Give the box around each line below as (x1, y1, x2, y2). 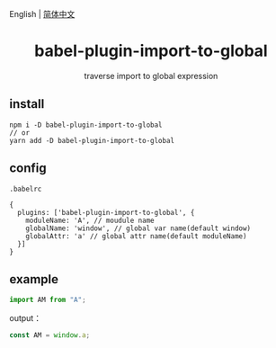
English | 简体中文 (9, 9, 76, 19)
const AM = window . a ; (9, 331, 91, 340)
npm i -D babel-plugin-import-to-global (9, 120, 164, 129)
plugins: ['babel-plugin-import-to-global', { (17, 208, 195, 217)
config (9, 161, 47, 176)
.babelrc (9, 184, 42, 193)
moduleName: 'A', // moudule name (25, 216, 155, 225)
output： (9, 313, 42, 324)
